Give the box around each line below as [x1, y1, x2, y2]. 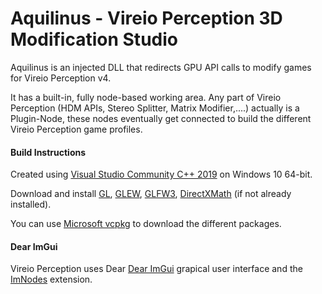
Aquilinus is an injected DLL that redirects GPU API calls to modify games [10, 61, 312, 73]
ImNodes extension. [10, 273, 93, 286]
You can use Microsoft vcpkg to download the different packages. [10, 218, 282, 230]
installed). [10, 198, 52, 211]
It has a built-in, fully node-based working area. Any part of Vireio [10, 91, 282, 103]
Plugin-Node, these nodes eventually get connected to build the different [10, 112, 312, 124]
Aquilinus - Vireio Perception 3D [10, 7, 283, 30]
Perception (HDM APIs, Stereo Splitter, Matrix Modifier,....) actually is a [10, 102, 300, 114]
